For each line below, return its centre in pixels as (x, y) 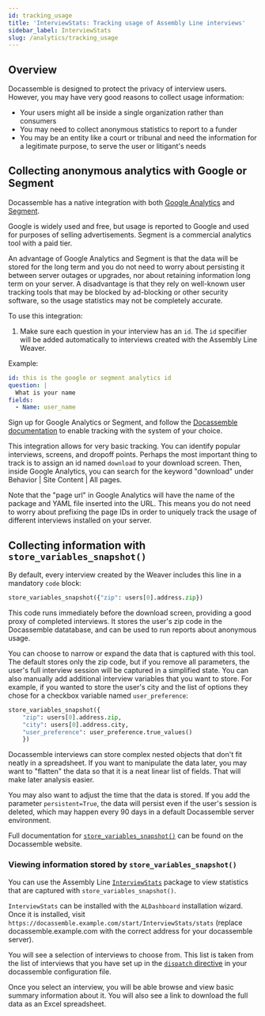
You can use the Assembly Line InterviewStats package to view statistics (129, 882)
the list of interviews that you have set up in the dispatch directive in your (128, 963)
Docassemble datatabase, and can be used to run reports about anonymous (132, 630)
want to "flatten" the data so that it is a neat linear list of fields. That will (125, 771)
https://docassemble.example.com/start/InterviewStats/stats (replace (125, 923)
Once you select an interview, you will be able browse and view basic (121, 987)
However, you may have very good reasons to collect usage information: (126, 97)
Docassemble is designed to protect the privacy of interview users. (117, 89)
